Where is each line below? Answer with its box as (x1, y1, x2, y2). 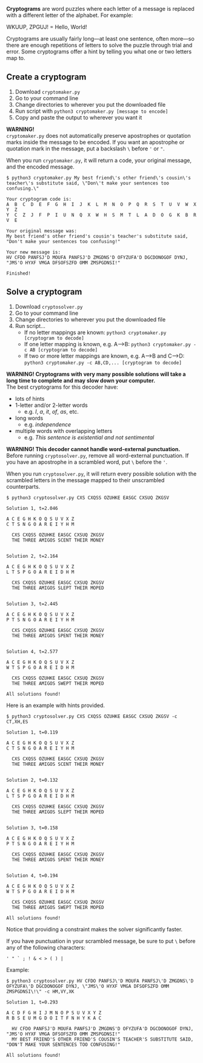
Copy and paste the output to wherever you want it (15, 113, 142, 121)
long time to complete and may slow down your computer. (6, 377, 156, 384)
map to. (6, 55, 25, 61)
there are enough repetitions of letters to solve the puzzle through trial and (6, 42, 193, 49)
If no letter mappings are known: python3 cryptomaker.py (24, 329, 167, 336)
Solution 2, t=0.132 (6, 777, 59, 783)
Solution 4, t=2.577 (6, 648, 59, 654)
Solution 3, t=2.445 (6, 600, 59, 607)
